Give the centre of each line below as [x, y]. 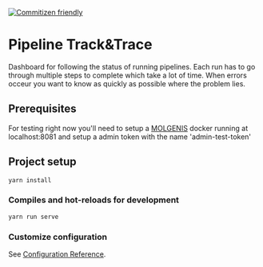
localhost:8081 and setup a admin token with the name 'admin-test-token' [130, 137]
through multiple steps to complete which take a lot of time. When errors [128, 75]
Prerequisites [42, 109]
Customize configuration [58, 237]
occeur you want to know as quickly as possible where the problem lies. [127, 83]
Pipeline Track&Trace [80, 45]
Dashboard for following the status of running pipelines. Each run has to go [132, 66]
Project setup [43, 162]
